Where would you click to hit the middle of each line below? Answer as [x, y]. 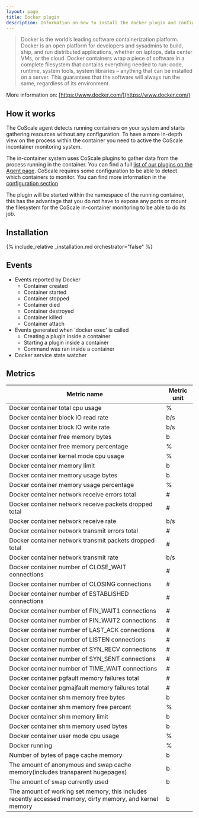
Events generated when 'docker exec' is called [72, 330]
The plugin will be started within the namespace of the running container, [95, 195]
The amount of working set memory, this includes [78, 791]
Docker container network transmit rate [64, 557]
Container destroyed [49, 311]
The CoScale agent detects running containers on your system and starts [96, 128]
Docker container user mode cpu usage [64, 736]
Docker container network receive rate [63, 521]
